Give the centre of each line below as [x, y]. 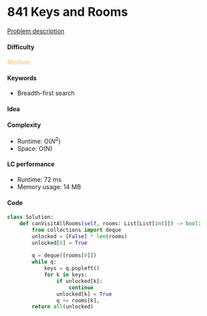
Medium [19, 62]
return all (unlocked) [63, 307]
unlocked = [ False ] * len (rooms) [80, 236]
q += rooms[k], [78, 300]
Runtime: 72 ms [39, 179]
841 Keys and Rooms [68, 12]
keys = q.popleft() [72, 268]
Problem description [36, 31]
